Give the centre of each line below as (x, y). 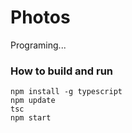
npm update (33, 101)
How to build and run (62, 71)
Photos (40, 17)
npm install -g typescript (66, 92)
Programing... (38, 45)
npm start (31, 118)
